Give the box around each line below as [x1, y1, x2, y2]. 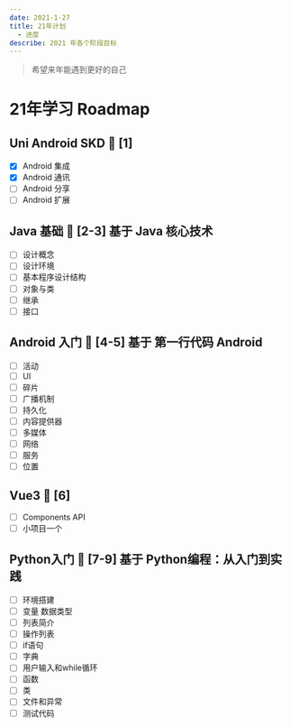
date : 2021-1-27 [9, 13, 70, 23]
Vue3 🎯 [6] [9, 488, 71, 503]
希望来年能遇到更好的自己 [31, 64, 127, 75]
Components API [22, 511, 86, 522]
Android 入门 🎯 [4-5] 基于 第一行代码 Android [9, 335, 263, 350]
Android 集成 [22, 161, 70, 171]
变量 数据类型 [22, 605, 73, 616]
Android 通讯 [22, 172, 70, 183]
